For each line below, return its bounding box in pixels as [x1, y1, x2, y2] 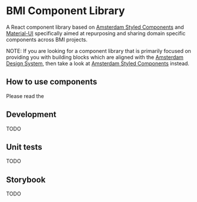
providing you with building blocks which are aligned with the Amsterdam [6, 53, 184, 60]
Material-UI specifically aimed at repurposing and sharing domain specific [6, 29, 186, 36]
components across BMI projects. [6, 36, 88, 43]
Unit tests [6, 142, 42, 152]
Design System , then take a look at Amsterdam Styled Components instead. [6, 60, 190, 67]
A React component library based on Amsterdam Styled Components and [6, 23, 184, 31]
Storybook [6, 174, 46, 184]
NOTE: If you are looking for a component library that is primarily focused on [6, 47, 191, 54]
